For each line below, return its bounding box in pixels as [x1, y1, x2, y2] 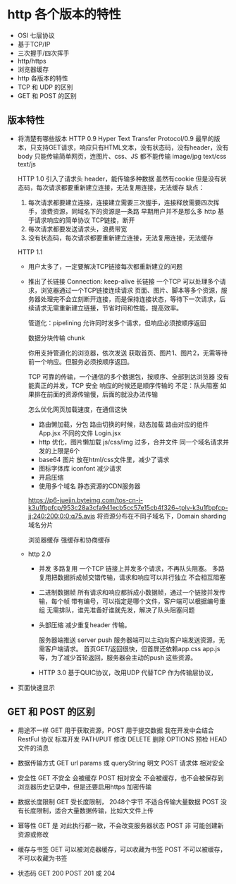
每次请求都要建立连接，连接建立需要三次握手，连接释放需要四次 [27, 198, 213, 207]
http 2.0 [27, 550, 51, 558]
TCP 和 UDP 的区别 [17, 83, 73, 91]
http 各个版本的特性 [7, 6, 121, 23]
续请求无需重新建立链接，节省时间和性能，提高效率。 [27, 303, 183, 312]
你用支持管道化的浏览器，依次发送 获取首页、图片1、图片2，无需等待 [27, 349, 228, 357]
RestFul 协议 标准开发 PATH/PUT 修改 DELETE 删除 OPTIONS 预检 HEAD [17, 734, 228, 743]
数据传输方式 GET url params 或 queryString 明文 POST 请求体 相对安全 [17, 758, 225, 767]
